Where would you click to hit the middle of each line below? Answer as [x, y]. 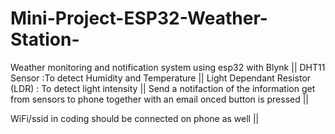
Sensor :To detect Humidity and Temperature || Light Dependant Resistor [161, 78]
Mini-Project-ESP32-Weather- [139, 18]
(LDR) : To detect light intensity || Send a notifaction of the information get [163, 88]
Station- [45, 39]
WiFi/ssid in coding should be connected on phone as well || [135, 118]
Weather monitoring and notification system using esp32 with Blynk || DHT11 [168, 67]
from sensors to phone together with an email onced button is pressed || [160, 99]
